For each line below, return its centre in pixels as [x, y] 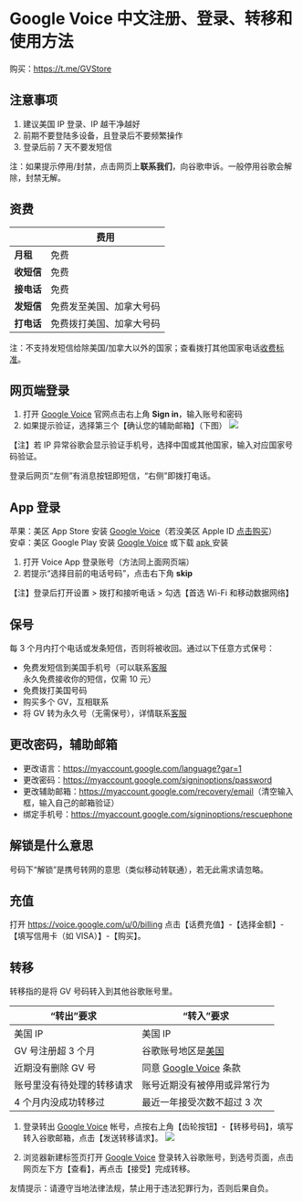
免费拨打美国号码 [55, 690]
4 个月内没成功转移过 [59, 1102]
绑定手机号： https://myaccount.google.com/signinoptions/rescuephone [157, 814]
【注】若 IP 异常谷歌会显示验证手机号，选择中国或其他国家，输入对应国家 [147, 445]
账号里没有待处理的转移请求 [74, 1085]
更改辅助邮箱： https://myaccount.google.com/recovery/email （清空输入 [158, 791]
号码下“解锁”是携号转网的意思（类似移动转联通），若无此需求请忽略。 [139, 870]
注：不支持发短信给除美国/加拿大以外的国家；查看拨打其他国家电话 [135, 347]
